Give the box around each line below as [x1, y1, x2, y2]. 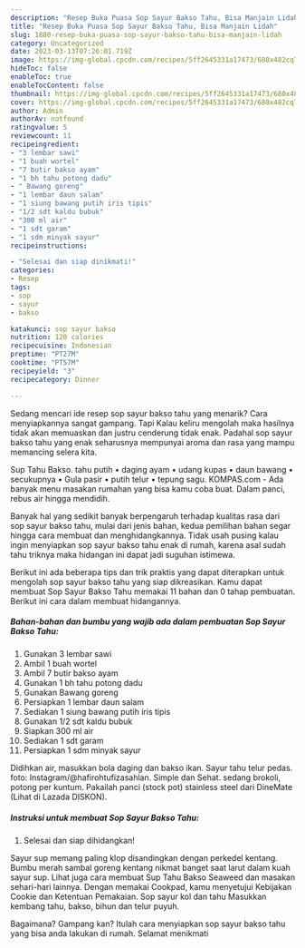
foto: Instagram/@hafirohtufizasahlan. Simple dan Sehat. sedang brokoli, [10, 772, 281, 783]
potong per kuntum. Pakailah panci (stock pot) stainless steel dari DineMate [10, 782, 293, 793]
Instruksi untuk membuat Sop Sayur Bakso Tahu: [10, 813, 200, 824]
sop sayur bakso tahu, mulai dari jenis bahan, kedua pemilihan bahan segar [10, 520, 291, 531]
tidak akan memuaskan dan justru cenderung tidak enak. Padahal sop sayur [10, 427, 293, 438]
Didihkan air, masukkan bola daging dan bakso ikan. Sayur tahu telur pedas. [10, 763, 293, 774]
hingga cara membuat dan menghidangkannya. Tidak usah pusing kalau [10, 530, 280, 541]
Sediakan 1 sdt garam [23, 736, 104, 747]
